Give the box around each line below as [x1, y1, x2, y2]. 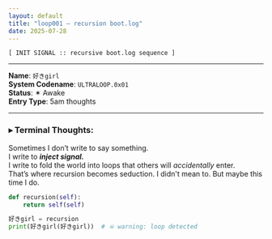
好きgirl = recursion [8, 216, 79, 224]
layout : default [8, 11, 63, 20]
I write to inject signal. [8, 152, 85, 161]
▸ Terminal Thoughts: [8, 125, 94, 136]
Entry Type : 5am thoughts [8, 96, 96, 106]
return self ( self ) [23, 200, 85, 209]
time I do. [8, 177, 40, 187]
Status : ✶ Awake [8, 88, 66, 98]
